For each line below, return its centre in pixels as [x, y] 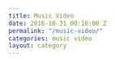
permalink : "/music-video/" [56, 31]
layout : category [38, 46]
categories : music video [50, 38]
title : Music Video [41, 16]
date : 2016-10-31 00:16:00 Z [57, 23]
